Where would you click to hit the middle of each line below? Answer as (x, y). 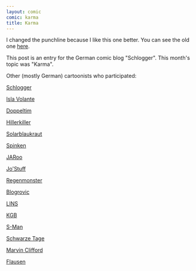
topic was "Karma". (30, 64)
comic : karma (22, 17)
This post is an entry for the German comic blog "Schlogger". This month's (98, 58)
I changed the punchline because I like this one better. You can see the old (98, 40)
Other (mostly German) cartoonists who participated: (71, 76)
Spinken (16, 146)
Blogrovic (18, 192)
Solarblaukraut (24, 134)
